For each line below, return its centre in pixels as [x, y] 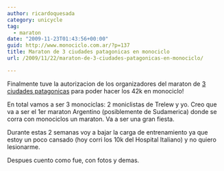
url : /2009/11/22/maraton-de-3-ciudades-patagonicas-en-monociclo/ [105, 58]
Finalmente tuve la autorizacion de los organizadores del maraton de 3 [107, 84]
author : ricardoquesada [41, 13]
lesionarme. [24, 147]
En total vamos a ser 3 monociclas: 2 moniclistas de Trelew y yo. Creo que [112, 104]
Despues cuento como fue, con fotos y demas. [73, 160]
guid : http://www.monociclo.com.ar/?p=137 [69, 45]
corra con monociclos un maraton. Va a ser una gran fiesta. [91, 119]
